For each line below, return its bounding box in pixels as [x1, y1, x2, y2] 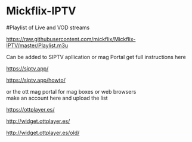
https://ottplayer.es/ [6, 106, 55, 113]
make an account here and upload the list [6, 94, 109, 101]
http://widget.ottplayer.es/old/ [6, 129, 80, 136]
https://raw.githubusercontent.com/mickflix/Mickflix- [6, 35, 136, 42]
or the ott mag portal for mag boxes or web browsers [6, 88, 137, 95]
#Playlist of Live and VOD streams [6, 24, 90, 31]
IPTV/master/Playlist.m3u [6, 42, 69, 49]
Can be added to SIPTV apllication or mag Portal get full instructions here [6, 53, 186, 60]
